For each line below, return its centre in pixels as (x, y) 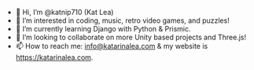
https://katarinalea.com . (54, 57)
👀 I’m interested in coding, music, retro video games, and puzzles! (122, 20)
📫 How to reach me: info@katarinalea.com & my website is (112, 46)
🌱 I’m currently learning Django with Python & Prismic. (103, 29)
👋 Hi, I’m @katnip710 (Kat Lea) (64, 12)
